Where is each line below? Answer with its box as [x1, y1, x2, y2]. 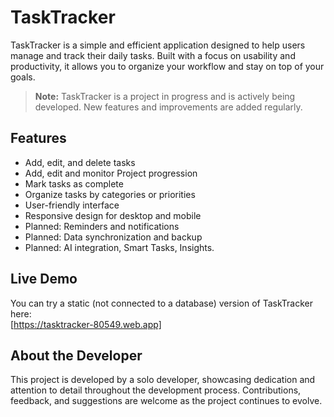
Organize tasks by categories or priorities [24, 188, 196, 200]
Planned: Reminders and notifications [24, 220, 180, 232]
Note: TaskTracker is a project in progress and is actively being [34, 90, 296, 102]
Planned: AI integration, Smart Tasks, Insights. [24, 241, 215, 253]
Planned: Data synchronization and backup [24, 231, 203, 243]
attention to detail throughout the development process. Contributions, [10, 384, 302, 396]
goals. [10, 71, 36, 83]
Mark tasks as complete [24, 177, 124, 190]
